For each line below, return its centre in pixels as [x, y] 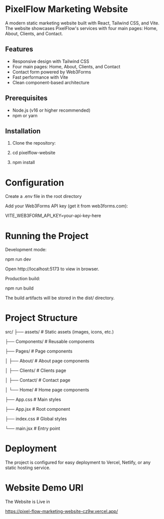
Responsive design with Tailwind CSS [51, 61]
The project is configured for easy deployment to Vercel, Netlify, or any [78, 463]
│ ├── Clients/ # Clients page [36, 370]
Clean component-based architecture [51, 82]
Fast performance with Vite [40, 77]
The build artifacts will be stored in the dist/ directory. [60, 298]
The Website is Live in [28, 502]
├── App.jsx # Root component [38, 409]
